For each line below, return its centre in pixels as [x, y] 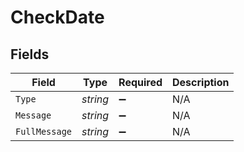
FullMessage [44, 131]
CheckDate [57, 17]
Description [201, 82]
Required [140, 82]
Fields [30, 54]
